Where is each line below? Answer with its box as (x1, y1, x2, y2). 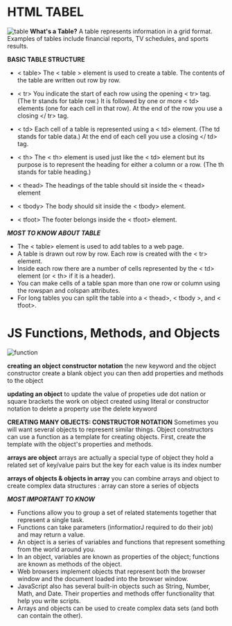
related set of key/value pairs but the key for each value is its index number (7, 460, 222, 469)
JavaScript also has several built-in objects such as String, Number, (17, 582, 211, 590)
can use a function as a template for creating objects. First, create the (7, 432, 206, 440)
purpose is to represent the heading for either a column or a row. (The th (17, 160, 224, 168)
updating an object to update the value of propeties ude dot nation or (7, 389, 206, 398)
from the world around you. (17, 545, 96, 553)
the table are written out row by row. (17, 75, 121, 84)
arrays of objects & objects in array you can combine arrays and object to (7, 474, 220, 482)
